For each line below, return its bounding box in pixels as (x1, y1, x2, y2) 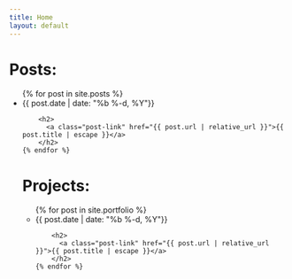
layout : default (9, 21, 69, 30)
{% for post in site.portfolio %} (35, 205, 148, 215)
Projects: (21, 175, 90, 196)
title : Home (9, 12, 53, 22)
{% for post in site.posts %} (21, 89, 124, 99)
